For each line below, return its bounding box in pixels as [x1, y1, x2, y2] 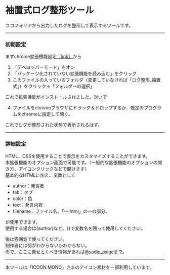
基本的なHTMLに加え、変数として [5, 172, 76, 178]
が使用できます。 [5, 219, 40, 225]
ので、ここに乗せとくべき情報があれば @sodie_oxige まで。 [5, 249, 127, 255]
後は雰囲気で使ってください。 [5, 236, 67, 242]
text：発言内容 [12, 202, 43, 208]
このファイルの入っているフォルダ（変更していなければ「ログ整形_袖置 [12, 77, 161, 83]
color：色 [12, 195, 33, 202]
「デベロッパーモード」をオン [12, 64, 75, 70]
